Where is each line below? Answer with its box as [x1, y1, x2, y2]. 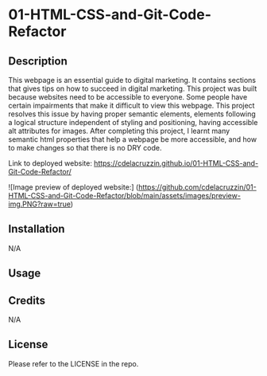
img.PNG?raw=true [8, 199, 72, 209]
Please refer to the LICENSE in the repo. [8, 358, 139, 368]
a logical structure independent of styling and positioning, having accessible [8, 118, 258, 127]
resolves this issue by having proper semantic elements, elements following [8, 109, 256, 119]
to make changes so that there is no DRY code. [8, 143, 162, 152]
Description [8, 54, 68, 68]
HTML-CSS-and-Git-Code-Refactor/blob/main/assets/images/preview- [8, 191, 241, 200]
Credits [8, 293, 46, 307]
